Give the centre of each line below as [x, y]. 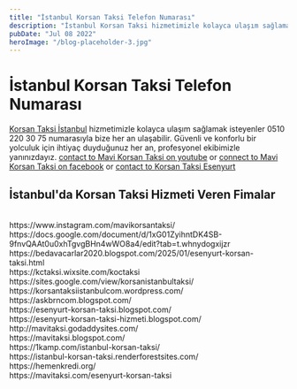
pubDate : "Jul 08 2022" [53, 34]
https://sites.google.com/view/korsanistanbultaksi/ [102, 281]
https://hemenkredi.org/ [53, 366]
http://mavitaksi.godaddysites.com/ [74, 328]
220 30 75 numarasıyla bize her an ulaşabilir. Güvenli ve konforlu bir [133, 139]
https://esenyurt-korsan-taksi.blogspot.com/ [91, 309]
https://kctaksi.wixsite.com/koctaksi [75, 272]
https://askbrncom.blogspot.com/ [71, 300]
